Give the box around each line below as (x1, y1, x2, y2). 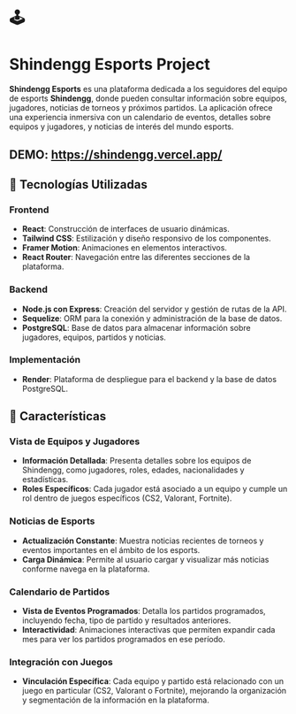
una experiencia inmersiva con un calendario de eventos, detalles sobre (9, 112, 271, 123)
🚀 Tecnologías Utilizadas (9, 177, 148, 192)
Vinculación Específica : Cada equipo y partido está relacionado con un (21, 676, 285, 687)
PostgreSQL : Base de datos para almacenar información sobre (21, 322, 251, 333)
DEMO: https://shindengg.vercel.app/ (9, 147, 223, 162)
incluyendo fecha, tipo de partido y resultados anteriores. (21, 615, 231, 626)
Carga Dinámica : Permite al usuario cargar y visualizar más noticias (21, 554, 269, 564)
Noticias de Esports (9, 515, 95, 527)
